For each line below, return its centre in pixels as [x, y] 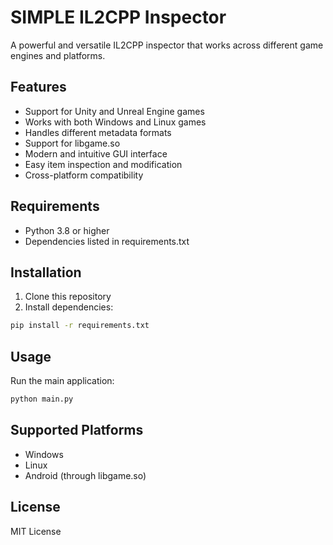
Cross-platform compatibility [84, 175]
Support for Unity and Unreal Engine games [114, 111]
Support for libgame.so [72, 143]
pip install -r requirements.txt [80, 326]
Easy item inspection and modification [103, 164]
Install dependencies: [69, 307]
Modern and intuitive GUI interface [96, 153]
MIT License [36, 531]
